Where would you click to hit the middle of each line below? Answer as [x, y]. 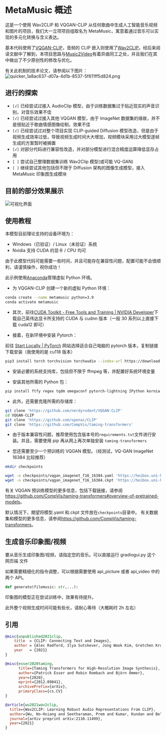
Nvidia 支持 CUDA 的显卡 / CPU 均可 [49, 250]
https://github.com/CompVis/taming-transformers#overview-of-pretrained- [82, 496]
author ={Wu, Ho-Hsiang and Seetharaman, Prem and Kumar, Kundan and [82, 714]
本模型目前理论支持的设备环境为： [40, 234]
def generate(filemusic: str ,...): [42, 587]
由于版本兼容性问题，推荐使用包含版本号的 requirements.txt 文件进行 [82, 435]
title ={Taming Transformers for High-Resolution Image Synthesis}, [89, 668]
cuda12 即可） [32, 325]
